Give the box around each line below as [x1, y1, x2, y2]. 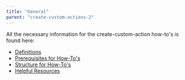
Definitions [14, 48, 42, 55]
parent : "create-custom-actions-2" [6, 14, 94, 20]
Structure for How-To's [14, 60, 71, 68]
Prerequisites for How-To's [14, 55, 81, 62]
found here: [6, 37, 34, 44]
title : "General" [6, 8, 49, 15]
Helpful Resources [14, 67, 60, 74]
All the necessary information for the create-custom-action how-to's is [6, 30, 179, 37]
